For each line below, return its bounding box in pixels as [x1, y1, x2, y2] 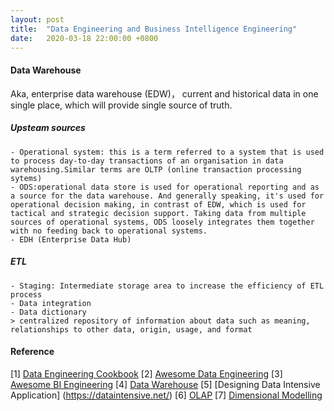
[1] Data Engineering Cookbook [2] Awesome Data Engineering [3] [10, 367, 283, 380]
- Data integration [10, 298, 92, 308]
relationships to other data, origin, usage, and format [10, 324, 253, 335]
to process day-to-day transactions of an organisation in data [10, 156, 284, 166]
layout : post [10, 14, 65, 25]
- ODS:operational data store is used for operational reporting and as [10, 182, 320, 192]
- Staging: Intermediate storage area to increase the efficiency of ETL [10, 281, 325, 291]
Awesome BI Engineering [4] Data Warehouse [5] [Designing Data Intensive [10, 378, 321, 390]
